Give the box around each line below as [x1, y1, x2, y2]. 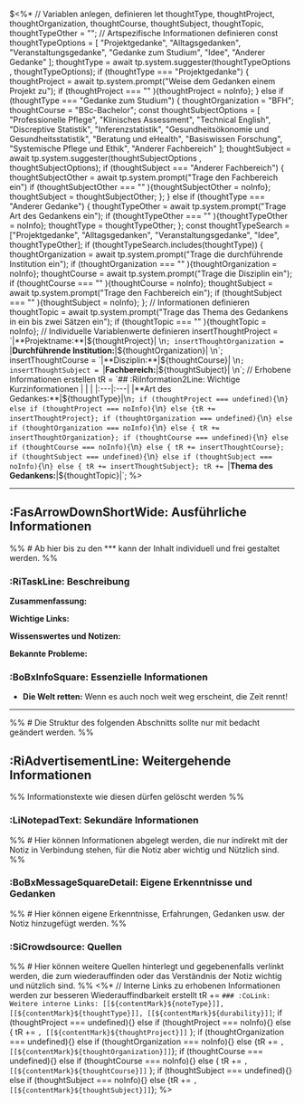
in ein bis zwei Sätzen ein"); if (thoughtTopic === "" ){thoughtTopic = [9, 317, 267, 327]
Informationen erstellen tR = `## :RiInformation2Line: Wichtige [9, 374, 241, 385]
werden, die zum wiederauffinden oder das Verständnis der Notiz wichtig [9, 971, 282, 982]
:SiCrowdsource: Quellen [9, 940, 122, 953]
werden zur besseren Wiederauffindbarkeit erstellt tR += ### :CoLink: [9, 990, 271, 1001]
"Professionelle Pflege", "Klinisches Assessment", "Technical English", [9, 114, 271, 125]
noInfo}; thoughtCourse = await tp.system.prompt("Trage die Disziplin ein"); [9, 268, 292, 279]
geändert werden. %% [9, 727, 94, 738]
